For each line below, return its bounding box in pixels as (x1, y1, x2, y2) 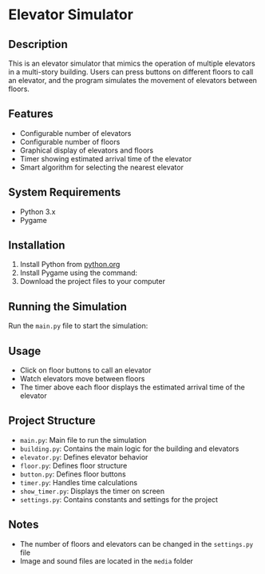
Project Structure (8, 414, 96, 428)
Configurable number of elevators (19, 128, 132, 138)
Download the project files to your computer (19, 277, 166, 286)
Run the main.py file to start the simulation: (8, 321, 148, 331)
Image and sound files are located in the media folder (19, 556, 194, 565)
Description (8, 38, 68, 51)
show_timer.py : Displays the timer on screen (19, 486, 165, 496)
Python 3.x (19, 206, 56, 217)
